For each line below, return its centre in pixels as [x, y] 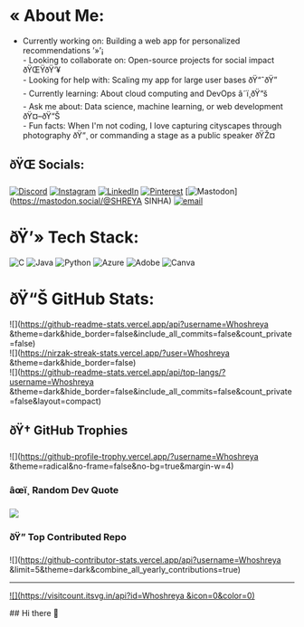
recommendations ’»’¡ [63, 50]
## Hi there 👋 [34, 613]
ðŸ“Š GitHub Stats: [82, 299]
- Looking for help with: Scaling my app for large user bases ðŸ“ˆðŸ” [150, 80]
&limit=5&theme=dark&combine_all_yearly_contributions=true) [125, 570]
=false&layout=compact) [56, 401]
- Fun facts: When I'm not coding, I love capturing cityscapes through [152, 125]
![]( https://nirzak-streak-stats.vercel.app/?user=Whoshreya [120, 353]
